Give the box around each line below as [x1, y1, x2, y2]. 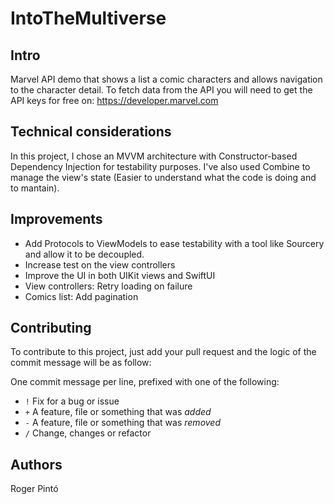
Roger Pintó [10, 483, 59, 495]
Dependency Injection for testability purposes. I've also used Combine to [10, 160, 311, 172]
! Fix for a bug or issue [24, 395, 120, 407]
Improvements [10, 211, 103, 228]
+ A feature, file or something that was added [24, 406, 212, 418]
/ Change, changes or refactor [24, 427, 152, 439]
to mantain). [10, 182, 60, 194]
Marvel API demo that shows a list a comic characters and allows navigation [10, 73, 323, 85]
